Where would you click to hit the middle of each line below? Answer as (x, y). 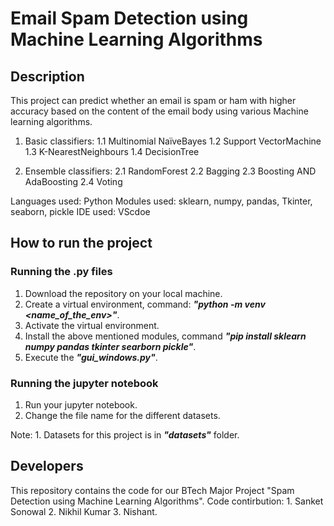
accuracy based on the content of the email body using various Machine (159, 111)
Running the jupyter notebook (84, 383)
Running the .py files (61, 272)
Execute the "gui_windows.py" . (91, 357)
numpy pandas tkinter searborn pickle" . (110, 346)
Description (47, 76)
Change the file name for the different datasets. (122, 415)
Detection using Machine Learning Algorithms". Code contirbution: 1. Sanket (167, 501)
